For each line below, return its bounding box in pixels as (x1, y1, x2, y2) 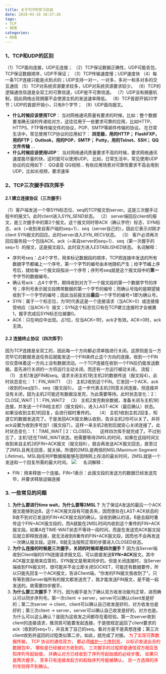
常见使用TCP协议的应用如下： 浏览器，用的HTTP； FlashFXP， (29, 131, 160, 137)
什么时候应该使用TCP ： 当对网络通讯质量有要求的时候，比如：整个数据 (12, 112, 158, 118)
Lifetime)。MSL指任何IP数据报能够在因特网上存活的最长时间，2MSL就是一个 (5, 453, 161, 459)
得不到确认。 (25, 663, 52, 669)
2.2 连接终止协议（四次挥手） (5, 335, 65, 341)
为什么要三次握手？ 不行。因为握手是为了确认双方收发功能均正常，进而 (12, 589, 157, 595)
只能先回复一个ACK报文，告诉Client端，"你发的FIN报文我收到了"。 (16, 570, 153, 576)
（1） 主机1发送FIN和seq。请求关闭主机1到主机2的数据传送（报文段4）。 (9, 372, 154, 378)
